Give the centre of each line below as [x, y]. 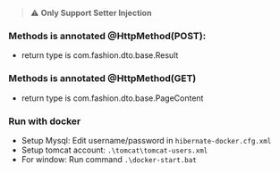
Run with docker [45, 121]
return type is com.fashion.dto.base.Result [100, 55]
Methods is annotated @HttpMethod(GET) [102, 78]
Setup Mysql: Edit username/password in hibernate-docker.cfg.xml [146, 140]
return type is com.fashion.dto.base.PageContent [112, 98]
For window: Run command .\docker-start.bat [109, 159]
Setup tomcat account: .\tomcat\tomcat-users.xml [115, 150]
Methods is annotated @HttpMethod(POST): [107, 36]
